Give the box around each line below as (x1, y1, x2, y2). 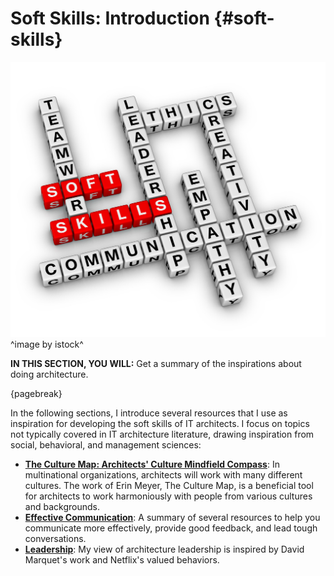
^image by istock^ (10, 338, 84, 351)
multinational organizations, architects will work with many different (24, 469, 303, 481)
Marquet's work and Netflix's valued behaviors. (24, 554, 220, 566)
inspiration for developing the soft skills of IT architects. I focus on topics (10, 418, 310, 430)
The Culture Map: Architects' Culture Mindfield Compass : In (24, 458, 280, 471)
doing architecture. (10, 368, 89, 381)
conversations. (24, 533, 87, 545)
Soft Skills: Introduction (10, 7, 210, 30)
